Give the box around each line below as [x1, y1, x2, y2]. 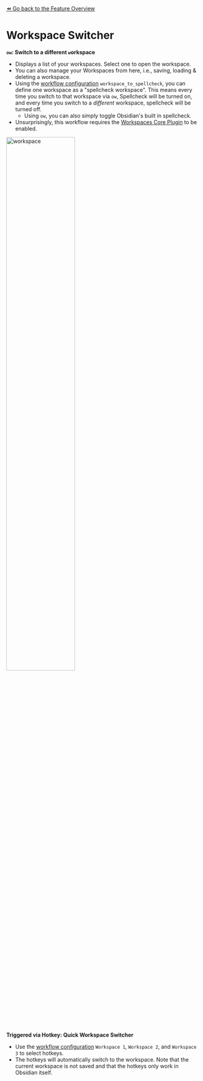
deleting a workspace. [15, 73, 71, 80]
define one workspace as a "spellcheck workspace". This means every [15, 86, 193, 93]
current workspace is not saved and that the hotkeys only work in [15, 1062, 179, 1069]
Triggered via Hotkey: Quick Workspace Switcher [6, 1031, 134, 1038]
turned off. [15, 105, 42, 112]
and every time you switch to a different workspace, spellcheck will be [15, 99, 191, 106]
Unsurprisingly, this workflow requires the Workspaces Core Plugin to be [15, 118, 197, 126]
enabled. [15, 125, 38, 132]
